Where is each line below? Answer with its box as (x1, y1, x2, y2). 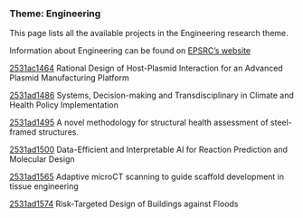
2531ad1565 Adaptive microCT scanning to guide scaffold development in (9, 171, 285, 183)
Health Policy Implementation (9, 100, 119, 110)
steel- (270, 117, 292, 128)
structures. (38, 127, 80, 137)
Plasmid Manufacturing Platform (9, 72, 129, 83)
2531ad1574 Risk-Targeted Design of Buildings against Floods (9, 198, 239, 210)
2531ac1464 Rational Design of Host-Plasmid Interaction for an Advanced (9, 62, 283, 74)
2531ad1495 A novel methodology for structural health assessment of (9, 117, 269, 128)
